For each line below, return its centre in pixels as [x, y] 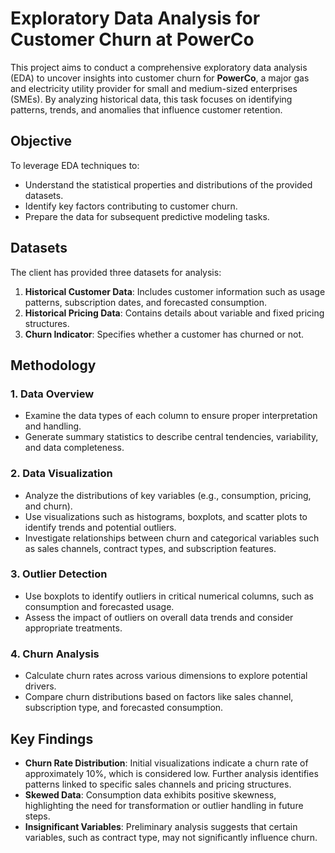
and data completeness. [74, 448]
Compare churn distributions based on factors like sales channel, [159, 697]
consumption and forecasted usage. [99, 606]
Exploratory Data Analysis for [135, 18]
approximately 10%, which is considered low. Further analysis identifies [171, 773]
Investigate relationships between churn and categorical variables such [172, 538]
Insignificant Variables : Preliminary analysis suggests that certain [161, 826]
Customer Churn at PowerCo [132, 39]
